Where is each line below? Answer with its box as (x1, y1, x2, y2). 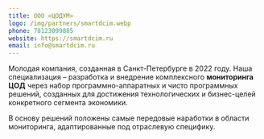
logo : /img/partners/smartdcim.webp (8, 19, 131, 27)
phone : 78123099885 (8, 27, 74, 35)
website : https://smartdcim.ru (8, 34, 113, 43)
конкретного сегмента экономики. (8, 98, 129, 108)
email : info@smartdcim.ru (8, 42, 95, 50)
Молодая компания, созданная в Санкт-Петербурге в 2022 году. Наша (8, 63, 253, 73)
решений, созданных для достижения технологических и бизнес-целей (8, 89, 256, 99)
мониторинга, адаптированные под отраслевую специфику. (8, 122, 216, 132)
